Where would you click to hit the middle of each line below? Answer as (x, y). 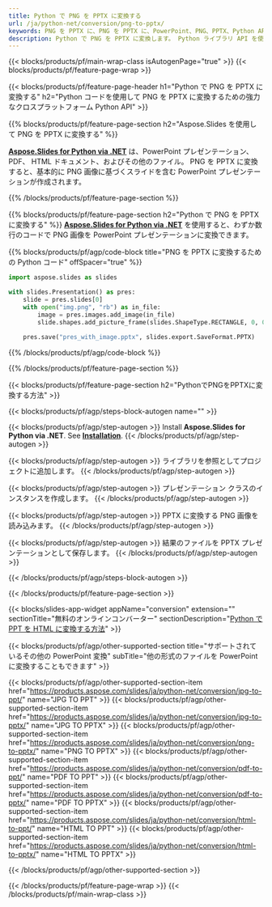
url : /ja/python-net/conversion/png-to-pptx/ (86, 23)
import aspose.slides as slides (63, 278)
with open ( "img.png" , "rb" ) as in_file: (92, 307)
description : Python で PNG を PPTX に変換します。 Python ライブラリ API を (133, 38)
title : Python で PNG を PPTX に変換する (75, 16)
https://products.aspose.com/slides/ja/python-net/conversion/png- (142, 743)
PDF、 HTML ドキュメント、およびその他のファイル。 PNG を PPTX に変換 (134, 162)
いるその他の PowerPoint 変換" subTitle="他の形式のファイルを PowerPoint (133, 656)
